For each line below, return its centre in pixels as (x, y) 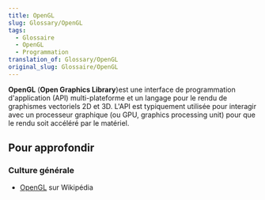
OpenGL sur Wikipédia (56, 187)
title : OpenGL (32, 15)
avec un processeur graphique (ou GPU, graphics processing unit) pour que (132, 115)
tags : (17, 30)
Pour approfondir (51, 148)
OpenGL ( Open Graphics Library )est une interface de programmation (122, 89)
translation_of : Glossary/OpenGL (63, 60)
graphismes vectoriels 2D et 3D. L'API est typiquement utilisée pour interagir (132, 106)
